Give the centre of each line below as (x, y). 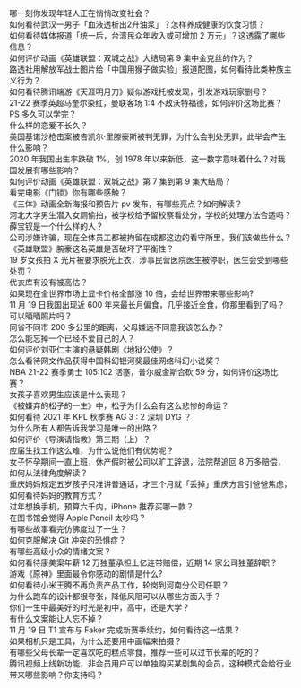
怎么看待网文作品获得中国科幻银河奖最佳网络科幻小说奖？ (115, 361)
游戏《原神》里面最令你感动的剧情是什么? (86, 574)
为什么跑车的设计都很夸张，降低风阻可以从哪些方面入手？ (115, 596)
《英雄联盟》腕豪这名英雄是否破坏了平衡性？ (92, 248)
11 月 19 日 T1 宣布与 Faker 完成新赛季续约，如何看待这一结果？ (125, 630)
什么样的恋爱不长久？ (48, 125)
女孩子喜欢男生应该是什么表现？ (68, 394)
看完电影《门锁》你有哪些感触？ (68, 192)
